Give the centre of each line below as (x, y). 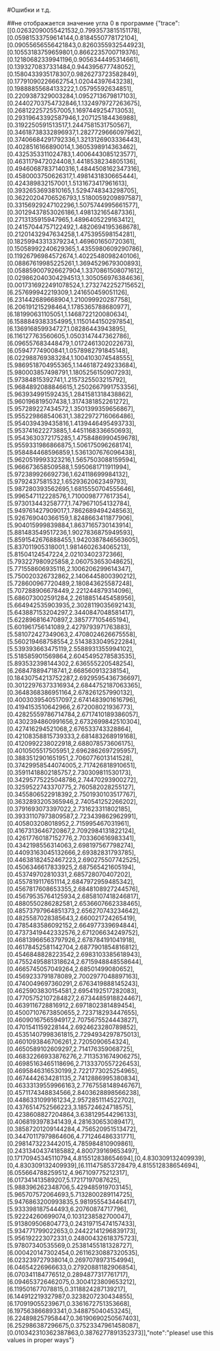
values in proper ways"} (41, 1340)
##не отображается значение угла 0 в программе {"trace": (93, 23)
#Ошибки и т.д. (29, 10)
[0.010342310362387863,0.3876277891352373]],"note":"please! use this (110, 1333)
